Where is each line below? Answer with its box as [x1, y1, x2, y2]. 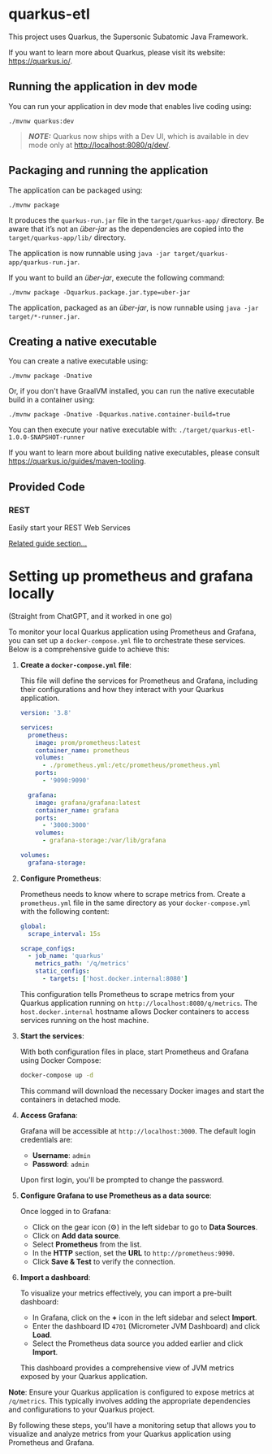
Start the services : [19, 1030, 84, 1041]
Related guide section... [8, 538, 88, 549]
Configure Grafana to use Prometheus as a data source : [19, 1191, 213, 1200]
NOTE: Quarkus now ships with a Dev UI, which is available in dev [28, 131, 249, 141]
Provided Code [8, 480, 85, 494]
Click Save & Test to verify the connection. [32, 1256, 176, 1266]
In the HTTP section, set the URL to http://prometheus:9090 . [32, 1247, 235, 1257]
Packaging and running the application [8, 163, 209, 177]
